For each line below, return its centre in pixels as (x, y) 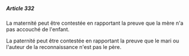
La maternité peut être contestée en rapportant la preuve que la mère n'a (95, 23)
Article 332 (20, 8)
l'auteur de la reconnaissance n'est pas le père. (64, 47)
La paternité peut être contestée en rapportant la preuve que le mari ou (93, 41)
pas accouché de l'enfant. (38, 29)
